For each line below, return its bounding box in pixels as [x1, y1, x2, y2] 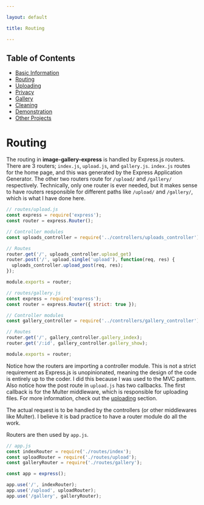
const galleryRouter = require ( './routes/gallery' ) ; [6, 460, 143, 466]
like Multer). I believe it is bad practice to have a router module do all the [6, 413, 187, 420]
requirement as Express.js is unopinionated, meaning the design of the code [6, 369, 197, 376]
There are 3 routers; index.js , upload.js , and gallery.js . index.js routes [6, 162, 191, 170]
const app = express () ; [6, 471, 67, 477]
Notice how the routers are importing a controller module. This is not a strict [6, 362, 196, 369]
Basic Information [15, 69, 59, 77]
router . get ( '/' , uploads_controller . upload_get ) [6, 251, 132, 257]
